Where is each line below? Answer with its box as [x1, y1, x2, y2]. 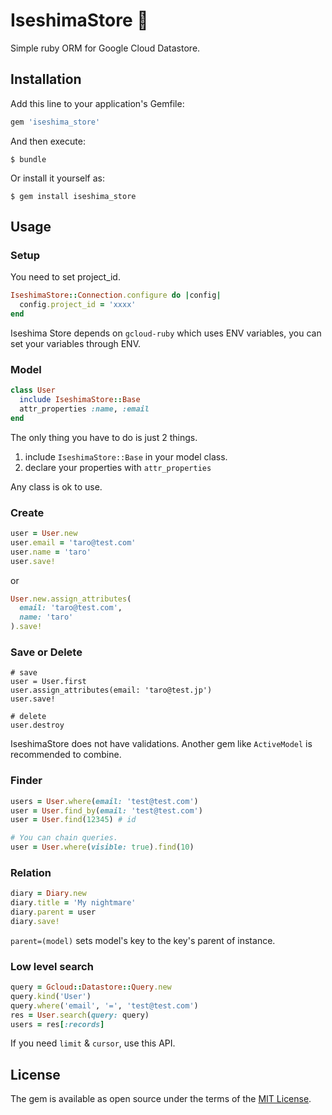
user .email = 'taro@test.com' [10, 537, 137, 548]
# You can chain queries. [10, 833, 118, 843]
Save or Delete [10, 645, 83, 659]
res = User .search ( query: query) [10, 1010, 150, 1020]
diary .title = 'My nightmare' [10, 898, 137, 908]
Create [10, 505, 45, 519]
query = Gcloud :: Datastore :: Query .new [10, 982, 172, 993]
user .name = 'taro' [10, 547, 92, 557]
